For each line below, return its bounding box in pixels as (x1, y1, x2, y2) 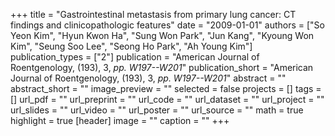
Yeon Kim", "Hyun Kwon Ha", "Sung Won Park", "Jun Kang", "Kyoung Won (10, 30, 315, 41)
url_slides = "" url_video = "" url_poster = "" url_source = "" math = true (10, 104, 304, 116)
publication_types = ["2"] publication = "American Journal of (10, 51, 260, 63)
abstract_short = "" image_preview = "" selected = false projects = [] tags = (10, 83, 322, 94)
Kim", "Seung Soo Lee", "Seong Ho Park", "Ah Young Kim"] (10, 40, 253, 52)
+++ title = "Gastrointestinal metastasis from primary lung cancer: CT (10, 9, 297, 20)
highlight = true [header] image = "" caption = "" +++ (10, 115, 230, 126)
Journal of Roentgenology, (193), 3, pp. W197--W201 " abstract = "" (10, 72, 287, 84)
